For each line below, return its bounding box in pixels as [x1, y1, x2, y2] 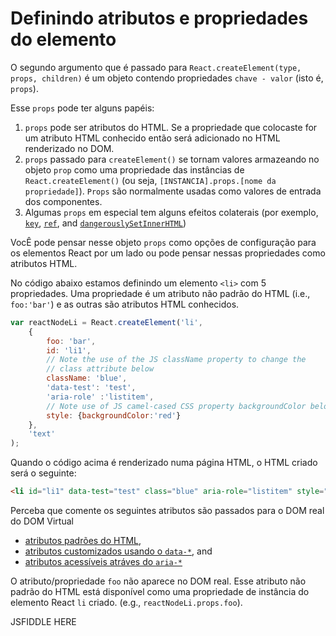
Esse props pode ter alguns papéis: [10, 102, 155, 114]
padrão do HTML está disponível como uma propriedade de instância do [10, 586, 310, 598]
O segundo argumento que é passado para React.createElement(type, [10, 61, 302, 73]
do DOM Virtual [10, 515, 74, 527]
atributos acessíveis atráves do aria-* [24, 556, 183, 568]
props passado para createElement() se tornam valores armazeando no [24, 153, 320, 165]
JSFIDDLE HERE [10, 616, 77, 628]
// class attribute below [46, 364, 155, 374]
